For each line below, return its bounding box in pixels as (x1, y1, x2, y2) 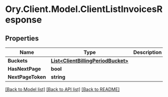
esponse (5, 14, 42, 25)
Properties (5, 34, 39, 42)
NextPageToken (7, 73, 46, 80)
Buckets (7, 57, 28, 64)
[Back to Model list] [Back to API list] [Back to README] (5, 86, 120, 92)
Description (133, 49, 162, 55)
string (50, 73, 66, 80)
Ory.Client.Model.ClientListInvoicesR (5, 3, 163, 15)
